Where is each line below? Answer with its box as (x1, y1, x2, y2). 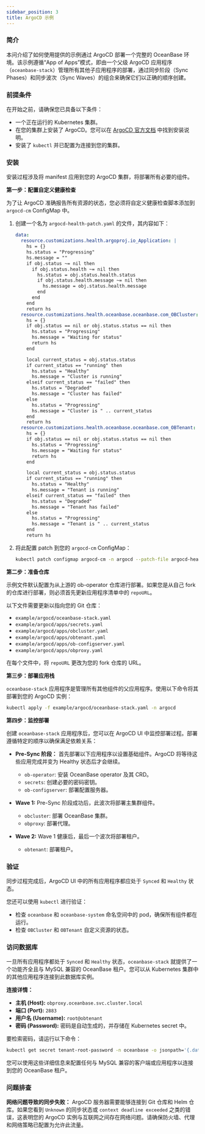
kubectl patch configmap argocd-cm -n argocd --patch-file (15, 556, 169, 562)
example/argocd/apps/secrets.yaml (15, 621, 103, 628)
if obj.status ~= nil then (26, 260, 95, 266)
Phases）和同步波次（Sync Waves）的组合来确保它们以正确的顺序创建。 (6, 74, 189, 81)
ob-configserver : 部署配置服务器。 (24, 786, 112, 793)
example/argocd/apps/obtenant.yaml (15, 634, 106, 641)
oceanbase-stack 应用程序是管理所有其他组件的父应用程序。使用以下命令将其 (6, 685, 199, 692)
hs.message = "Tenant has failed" (31, 504, 120, 510)
